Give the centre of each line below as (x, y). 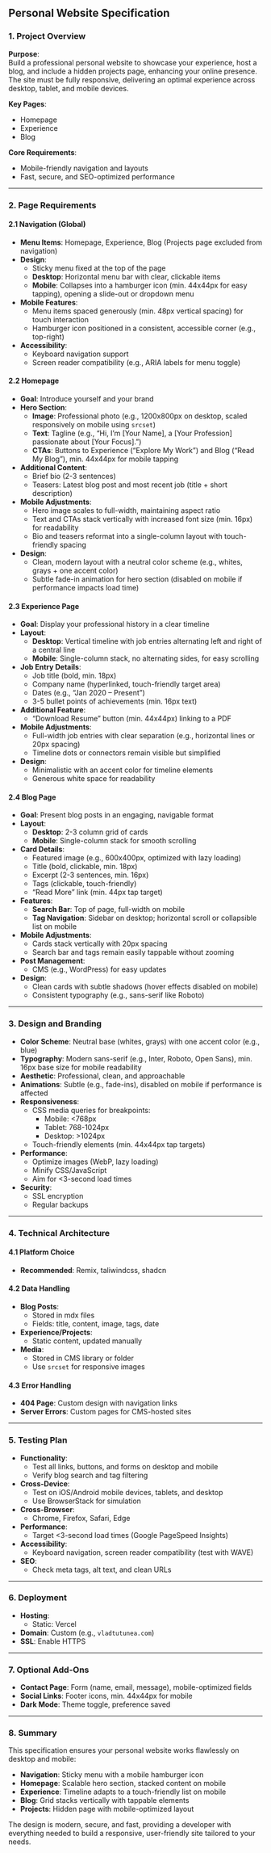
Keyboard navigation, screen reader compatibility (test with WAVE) (143, 1552)
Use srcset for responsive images (88, 1367)
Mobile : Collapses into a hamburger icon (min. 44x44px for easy (140, 285)
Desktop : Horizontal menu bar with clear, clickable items (126, 276)
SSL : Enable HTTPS (53, 1641)
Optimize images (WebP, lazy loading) (95, 1162)
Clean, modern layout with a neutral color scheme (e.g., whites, (138, 562)
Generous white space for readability (94, 779)
